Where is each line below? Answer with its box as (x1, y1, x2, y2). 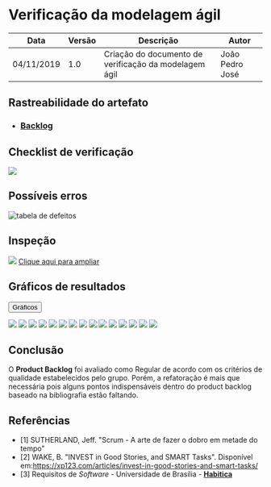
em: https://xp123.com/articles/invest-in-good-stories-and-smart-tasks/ (19, 461, 258, 471)
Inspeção (8, 234, 56, 248)
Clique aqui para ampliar (18, 256, 100, 266)
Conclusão (8, 343, 65, 356)
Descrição (138, 35, 179, 46)
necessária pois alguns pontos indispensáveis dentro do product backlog (8, 381, 252, 392)
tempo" (19, 443, 45, 453)
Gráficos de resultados (8, 280, 127, 293)
